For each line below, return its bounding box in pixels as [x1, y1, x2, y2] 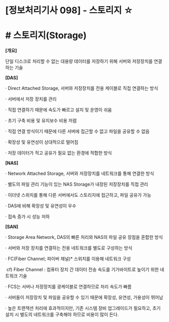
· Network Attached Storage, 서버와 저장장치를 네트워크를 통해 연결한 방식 [5, 170, 154, 176]
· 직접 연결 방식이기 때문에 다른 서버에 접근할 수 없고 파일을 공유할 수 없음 [5, 128, 150, 134]
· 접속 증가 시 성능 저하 [5, 213, 50, 220]
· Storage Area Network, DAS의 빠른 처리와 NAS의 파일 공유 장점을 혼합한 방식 [5, 234, 163, 240]
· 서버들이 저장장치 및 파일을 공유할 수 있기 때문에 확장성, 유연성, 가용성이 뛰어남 [5, 295, 163, 301]
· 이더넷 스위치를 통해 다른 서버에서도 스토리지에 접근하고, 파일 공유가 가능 [5, 192, 151, 198]
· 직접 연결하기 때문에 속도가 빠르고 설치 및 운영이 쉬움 [5, 107, 112, 113]
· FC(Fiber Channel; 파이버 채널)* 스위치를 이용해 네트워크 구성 [5, 256, 131, 262]
